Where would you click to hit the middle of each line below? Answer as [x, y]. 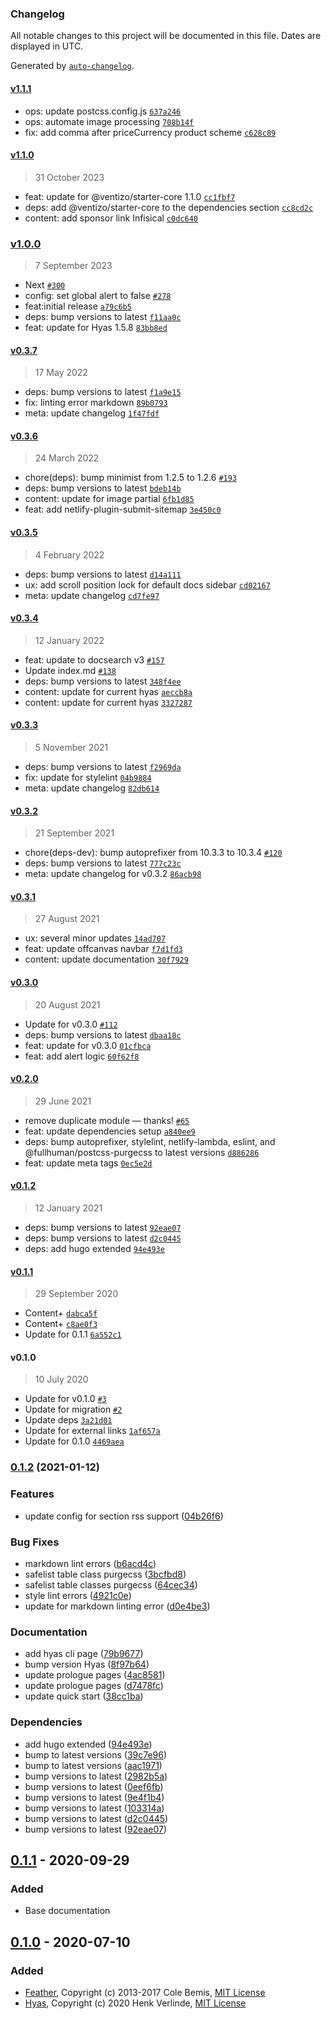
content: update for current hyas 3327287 [108, 702]
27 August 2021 [67, 919]
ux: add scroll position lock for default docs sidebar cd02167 [147, 584]
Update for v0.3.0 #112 [71, 1024]
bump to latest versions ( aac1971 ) [93, 1765]
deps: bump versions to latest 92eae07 [103, 1228]
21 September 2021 [74, 833]
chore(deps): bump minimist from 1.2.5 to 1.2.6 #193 [131, 478]
